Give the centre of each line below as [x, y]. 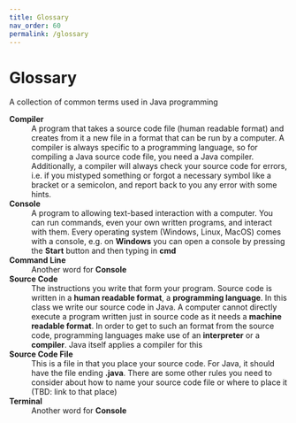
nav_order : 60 [35, 26]
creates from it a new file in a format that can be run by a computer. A [158, 138]
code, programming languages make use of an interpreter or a [146, 335]
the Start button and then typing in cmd [104, 251]
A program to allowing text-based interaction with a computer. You [152, 213]
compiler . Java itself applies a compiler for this [117, 345]
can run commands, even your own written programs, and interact [152, 223]
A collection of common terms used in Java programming [114, 102]
